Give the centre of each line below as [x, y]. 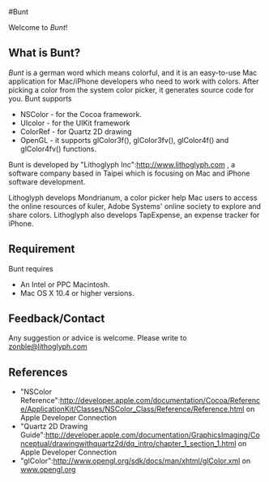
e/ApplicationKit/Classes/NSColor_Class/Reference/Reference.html [132, 409]
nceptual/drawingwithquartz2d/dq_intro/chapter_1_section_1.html [128, 444]
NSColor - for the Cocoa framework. [81, 114]
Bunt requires [31, 268]
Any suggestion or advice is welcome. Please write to [98, 338]
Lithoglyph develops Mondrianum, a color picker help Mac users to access [133, 198]
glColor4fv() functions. [58, 149]
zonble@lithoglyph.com [48, 347]
